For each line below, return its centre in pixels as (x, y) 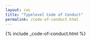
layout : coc (18, 10)
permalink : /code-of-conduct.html (42, 19)
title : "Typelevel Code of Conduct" (44, 15)
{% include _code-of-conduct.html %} (45, 34)
